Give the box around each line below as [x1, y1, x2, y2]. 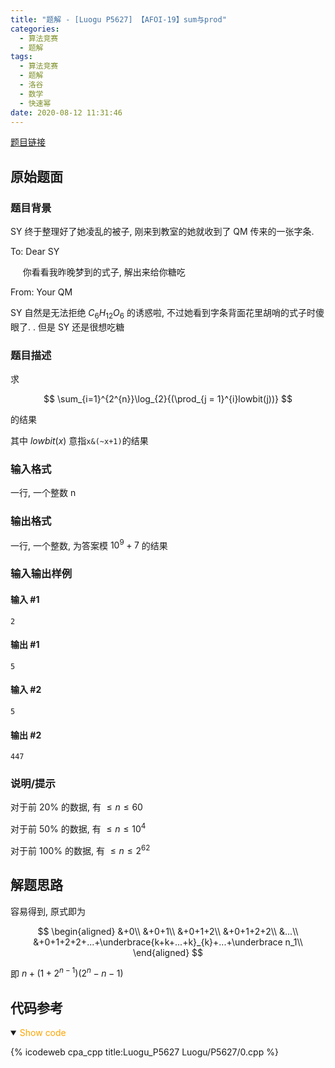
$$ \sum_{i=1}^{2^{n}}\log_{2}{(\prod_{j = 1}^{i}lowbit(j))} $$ [43, 393, 293, 405]
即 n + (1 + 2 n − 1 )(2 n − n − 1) [10, 966, 124, 980]
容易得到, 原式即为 [10, 905, 86, 917]
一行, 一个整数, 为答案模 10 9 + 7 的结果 [10, 537, 168, 551]
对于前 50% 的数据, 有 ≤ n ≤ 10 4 [10, 821, 147, 835]
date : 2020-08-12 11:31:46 [10, 107, 123, 118]
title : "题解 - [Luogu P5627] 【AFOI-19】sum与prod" [10, 14, 227, 25]
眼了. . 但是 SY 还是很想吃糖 [10, 321, 125, 333]
